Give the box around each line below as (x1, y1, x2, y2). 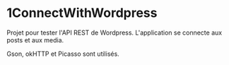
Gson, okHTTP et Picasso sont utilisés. (6, 49, 119, 58)
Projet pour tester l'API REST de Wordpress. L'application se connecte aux (6, 28, 223, 37)
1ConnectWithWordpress (6, 5, 158, 21)
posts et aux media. (6, 35, 64, 44)
